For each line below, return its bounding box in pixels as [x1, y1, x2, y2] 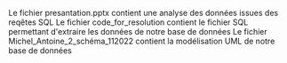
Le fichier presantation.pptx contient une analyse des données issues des [8, 8, 279, 18]
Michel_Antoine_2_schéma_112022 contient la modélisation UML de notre [8, 35, 275, 46]
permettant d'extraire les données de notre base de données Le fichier [8, 27, 267, 36]
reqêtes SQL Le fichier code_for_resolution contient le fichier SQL [8, 17, 249, 28]
